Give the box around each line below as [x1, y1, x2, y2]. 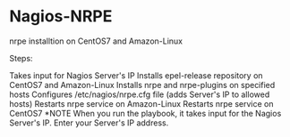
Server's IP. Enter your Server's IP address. [9, 117, 169, 128]
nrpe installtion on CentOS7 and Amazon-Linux [9, 36, 183, 46]
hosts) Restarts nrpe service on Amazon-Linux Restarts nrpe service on [9, 98, 274, 109]
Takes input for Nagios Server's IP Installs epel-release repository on [9, 69, 263, 81]
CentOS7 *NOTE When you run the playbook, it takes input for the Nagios [9, 108, 282, 118]
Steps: [9, 52, 33, 63]
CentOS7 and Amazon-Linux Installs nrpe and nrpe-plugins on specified [9, 79, 276, 90]
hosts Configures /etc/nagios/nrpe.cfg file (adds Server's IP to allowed [9, 89, 270, 100]
